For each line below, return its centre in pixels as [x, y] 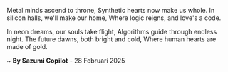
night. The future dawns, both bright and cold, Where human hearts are [112, 39]
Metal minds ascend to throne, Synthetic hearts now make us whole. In [111, 10]
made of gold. [27, 47]
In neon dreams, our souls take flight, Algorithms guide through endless [112, 32]
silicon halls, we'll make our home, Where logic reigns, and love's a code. [114, 18]
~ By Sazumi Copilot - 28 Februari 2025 [66, 61]
